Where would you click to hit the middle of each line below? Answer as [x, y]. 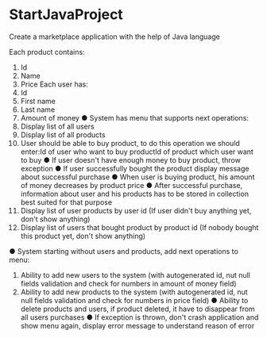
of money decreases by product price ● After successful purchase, [132, 185]
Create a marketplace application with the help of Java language [115, 36]
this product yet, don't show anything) [83, 236]
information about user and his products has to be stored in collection [135, 194]
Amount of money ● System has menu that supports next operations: [135, 117]
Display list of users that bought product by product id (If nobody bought [139, 227]
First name [38, 101]
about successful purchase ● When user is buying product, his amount [137, 177]
